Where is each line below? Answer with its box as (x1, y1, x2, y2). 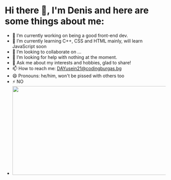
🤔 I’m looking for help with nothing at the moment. (12, 54, 117, 60)
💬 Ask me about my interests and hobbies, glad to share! (12, 59, 131, 65)
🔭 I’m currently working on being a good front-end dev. (12, 32, 128, 38)
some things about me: (5, 15, 105, 27)
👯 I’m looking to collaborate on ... (12, 49, 82, 55)
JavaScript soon (12, 43, 47, 49)
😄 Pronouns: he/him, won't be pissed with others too (12, 73, 125, 79)
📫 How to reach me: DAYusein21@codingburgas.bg (12, 65, 122, 71)
